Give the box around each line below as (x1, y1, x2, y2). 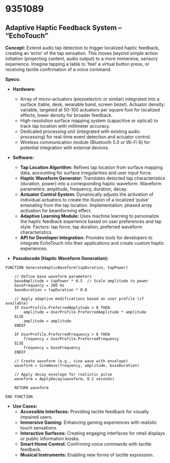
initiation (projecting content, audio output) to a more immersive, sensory (5, 55, 158, 62)
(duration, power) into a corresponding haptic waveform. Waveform (20, 181, 162, 186)
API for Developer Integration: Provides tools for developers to (20, 235, 153, 241)
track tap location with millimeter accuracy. (20, 123, 111, 129)
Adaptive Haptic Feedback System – (5, 23, 122, 32)
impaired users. (20, 414, 53, 420)
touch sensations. (20, 425, 58, 430)
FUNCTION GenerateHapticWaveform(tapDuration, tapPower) (5, 265, 128, 270)
